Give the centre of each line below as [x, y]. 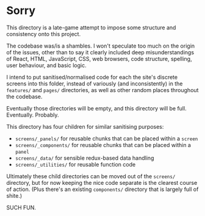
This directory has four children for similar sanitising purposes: [85, 126]
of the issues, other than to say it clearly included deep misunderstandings [100, 52]
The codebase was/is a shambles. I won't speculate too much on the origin [101, 46]
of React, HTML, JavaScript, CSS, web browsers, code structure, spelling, [99, 59]
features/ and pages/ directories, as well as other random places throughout [103, 90]
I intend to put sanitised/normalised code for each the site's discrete [92, 77]
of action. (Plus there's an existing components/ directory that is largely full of [103, 189]
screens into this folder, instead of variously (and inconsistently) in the [95, 84]
